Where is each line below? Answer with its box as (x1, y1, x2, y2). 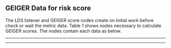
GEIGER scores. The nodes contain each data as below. (5, 27, 122, 34)
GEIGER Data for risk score (5, 4, 92, 12)
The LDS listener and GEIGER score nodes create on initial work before (5, 17, 154, 23)
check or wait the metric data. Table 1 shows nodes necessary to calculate (5, 22, 162, 28)
